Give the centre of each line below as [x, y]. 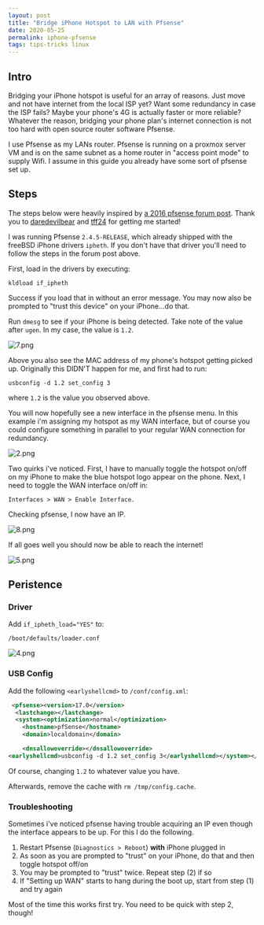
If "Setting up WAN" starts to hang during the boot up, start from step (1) [137, 881]
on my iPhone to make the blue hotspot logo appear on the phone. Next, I [127, 476]
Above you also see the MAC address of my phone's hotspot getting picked [130, 360]
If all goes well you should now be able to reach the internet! [106, 545]
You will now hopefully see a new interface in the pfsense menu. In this [123, 413]
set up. [19, 169]
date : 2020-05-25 [37, 30]
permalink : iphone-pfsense [52, 37]
